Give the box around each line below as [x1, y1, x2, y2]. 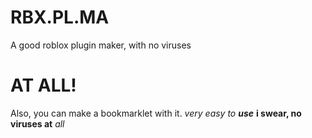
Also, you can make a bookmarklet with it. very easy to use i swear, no [10, 107, 302, 119]
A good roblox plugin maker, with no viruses [10, 39, 192, 51]
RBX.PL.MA [10, 6, 110, 29]
